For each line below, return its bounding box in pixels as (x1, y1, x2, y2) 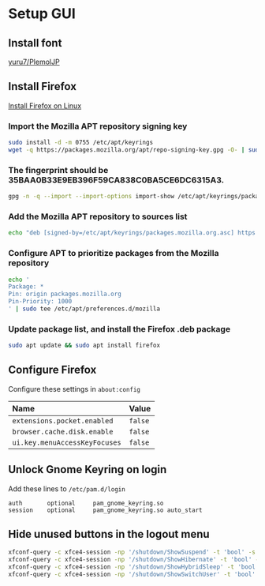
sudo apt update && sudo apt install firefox (8, 341, 160, 350)
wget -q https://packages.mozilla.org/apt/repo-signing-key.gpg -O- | (8, 145, 245, 154)
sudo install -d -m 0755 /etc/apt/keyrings (8, 139, 154, 147)
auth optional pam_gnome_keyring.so (8, 499, 164, 507)
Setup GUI (8, 5, 77, 23)
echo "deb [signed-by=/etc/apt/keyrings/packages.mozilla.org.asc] (8, 229, 235, 237)
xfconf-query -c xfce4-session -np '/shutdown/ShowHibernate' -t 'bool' (8, 556, 252, 564)
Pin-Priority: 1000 (8, 298, 73, 306)
